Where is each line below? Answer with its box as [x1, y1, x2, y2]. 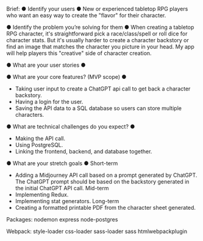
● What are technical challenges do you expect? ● [6, 123, 135, 130]
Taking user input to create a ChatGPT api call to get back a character [15, 85, 191, 92]
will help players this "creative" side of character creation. [6, 50, 152, 57]
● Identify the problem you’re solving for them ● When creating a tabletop [6, 24, 194, 31]
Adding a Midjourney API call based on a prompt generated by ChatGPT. [15, 171, 198, 179]
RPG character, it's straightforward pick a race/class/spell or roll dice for [6, 30, 188, 37]
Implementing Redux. [15, 191, 69, 198]
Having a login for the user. [15, 98, 84, 105]
